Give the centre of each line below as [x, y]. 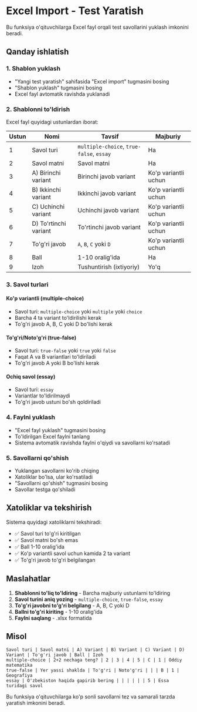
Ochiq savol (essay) [31, 376]
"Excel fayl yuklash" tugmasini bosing [60, 430]
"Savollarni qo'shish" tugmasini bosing [61, 483]
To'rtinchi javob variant [109, 227]
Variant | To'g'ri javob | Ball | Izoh [55, 655]
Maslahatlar [28, 579]
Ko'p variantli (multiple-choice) [45, 299]
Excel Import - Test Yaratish [75, 11]
